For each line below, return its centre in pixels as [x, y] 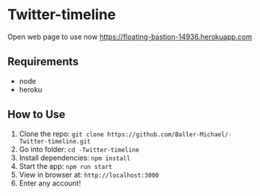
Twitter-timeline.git [54, 141]
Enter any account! [50, 183]
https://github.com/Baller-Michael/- [169, 134]
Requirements [43, 62]
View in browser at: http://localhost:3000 [89, 174]
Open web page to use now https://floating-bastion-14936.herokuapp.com [130, 37]
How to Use [37, 114]
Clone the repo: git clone [61, 134]
